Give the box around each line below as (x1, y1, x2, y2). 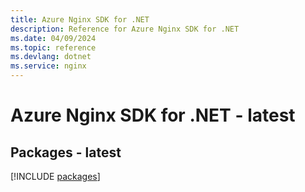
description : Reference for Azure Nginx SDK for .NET (10, 24, 240, 34)
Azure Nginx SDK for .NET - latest (10, 104, 296, 127)
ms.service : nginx (10, 61, 87, 71)
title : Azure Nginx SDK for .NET (10, 14, 150, 25)
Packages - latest (10, 144, 122, 161)
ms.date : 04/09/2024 (10, 33, 97, 43)
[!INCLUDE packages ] (10, 171, 101, 182)
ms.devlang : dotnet (10, 52, 92, 62)
